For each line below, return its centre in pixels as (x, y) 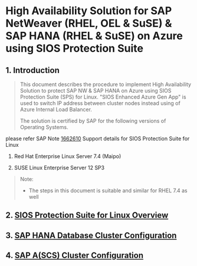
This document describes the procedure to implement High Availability (106, 84)
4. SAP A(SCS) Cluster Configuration (75, 256)
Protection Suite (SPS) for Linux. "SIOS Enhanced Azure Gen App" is (103, 97)
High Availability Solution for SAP (89, 11)
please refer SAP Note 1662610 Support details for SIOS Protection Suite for (98, 139)
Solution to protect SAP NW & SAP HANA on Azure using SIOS (96, 91)
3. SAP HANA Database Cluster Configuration (91, 235)
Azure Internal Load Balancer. (56, 109)
